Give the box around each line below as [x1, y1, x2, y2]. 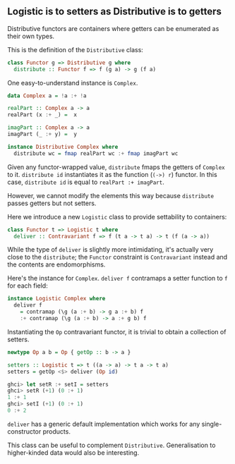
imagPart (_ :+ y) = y [7, 130, 78, 138]
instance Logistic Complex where [7, 295, 106, 303]
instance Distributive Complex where [7, 143, 119, 150]
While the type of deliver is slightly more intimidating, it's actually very [7, 245, 214, 254]
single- [201, 420, 222, 428]
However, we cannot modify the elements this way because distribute [7, 191, 214, 200]
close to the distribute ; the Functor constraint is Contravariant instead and [7, 253, 228, 262]
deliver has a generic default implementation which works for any [7, 420, 200, 428]
